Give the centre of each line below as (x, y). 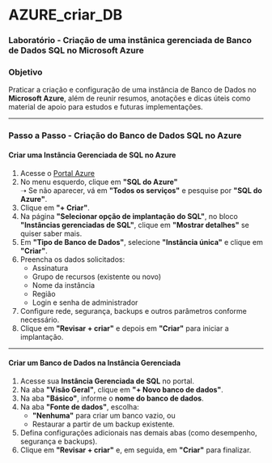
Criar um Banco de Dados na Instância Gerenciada (94, 363)
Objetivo (25, 72)
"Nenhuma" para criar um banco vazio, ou (104, 415)
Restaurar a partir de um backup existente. (104, 424)
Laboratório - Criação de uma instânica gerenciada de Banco (130, 41)
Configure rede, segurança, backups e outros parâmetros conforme (133, 311)
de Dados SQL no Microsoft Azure (76, 50)
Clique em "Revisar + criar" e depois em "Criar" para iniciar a (124, 328)
